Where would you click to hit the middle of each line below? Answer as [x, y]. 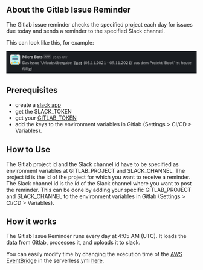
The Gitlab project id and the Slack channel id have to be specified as [93, 164]
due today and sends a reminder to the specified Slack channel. [85, 31]
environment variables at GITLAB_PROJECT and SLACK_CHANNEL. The [96, 170]
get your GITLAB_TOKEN [46, 118]
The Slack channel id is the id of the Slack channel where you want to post [99, 183]
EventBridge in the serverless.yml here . [55, 261]
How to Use [28, 149]
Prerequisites [32, 90]
